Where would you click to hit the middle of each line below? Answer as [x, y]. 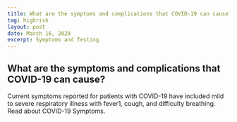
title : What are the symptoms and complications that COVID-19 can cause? [120, 14]
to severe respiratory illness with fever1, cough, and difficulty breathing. [111, 103]
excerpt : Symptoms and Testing [53, 40]
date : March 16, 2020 [39, 33]
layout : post [26, 27]
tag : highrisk [28, 20]
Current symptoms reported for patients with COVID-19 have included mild [116, 96]
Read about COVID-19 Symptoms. [56, 111]
